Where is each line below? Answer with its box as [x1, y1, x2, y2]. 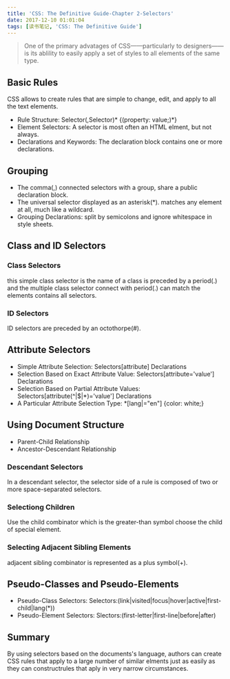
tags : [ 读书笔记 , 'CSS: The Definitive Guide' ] [7, 23, 143, 30]
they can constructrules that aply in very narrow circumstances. [7, 664, 189, 673]
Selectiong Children [7, 502, 75, 512]
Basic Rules [7, 77, 59, 88]
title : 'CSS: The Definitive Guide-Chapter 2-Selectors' [7, 10, 174, 17]
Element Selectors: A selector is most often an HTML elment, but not [17, 123, 212, 131]
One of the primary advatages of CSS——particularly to [23, 42, 182, 50]
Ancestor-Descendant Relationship [17, 445, 117, 453]
